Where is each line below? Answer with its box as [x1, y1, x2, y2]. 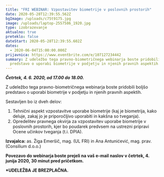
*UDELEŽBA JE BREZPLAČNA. [5, 167, 69, 173]
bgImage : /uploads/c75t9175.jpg [5, 16, 71, 21]
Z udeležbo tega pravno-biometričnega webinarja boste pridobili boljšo [5, 84, 148, 90]
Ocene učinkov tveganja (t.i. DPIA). [12, 129, 83, 135]
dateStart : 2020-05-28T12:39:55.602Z [5, 39, 82, 44]
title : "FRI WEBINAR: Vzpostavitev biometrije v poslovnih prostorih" [5, 7, 152, 12]
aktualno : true [5, 30, 36, 35]
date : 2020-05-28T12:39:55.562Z [5, 12, 71, 17]
